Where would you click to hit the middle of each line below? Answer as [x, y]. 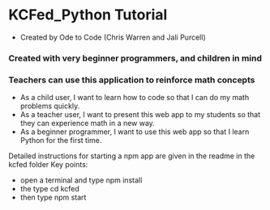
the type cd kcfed [49, 189]
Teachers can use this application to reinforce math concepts [132, 80]
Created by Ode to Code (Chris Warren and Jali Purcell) [113, 37]
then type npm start [53, 197]
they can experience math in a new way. [88, 124]
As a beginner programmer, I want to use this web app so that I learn [135, 132]
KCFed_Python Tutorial [88, 15]
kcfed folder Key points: [48, 165]
